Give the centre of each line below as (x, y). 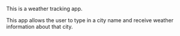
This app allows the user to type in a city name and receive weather (90, 20)
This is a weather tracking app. (44, 9)
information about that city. (40, 27)
